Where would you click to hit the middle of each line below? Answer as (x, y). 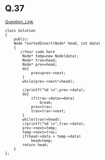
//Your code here (37, 52)
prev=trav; (42, 107)
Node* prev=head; (40, 64)
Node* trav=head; (40, 60)
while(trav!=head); (42, 119)
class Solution (20, 30)
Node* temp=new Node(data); (51, 56)
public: (21, 39)
